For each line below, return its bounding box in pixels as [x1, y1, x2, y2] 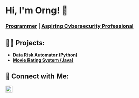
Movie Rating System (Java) [12, 57, 74, 63]
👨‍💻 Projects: [5, 38, 45, 47]
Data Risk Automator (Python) [12, 52, 78, 58]
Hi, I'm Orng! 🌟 [5, 5, 68, 16]
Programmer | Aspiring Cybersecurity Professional [5, 23, 134, 30]
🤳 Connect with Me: [5, 72, 69, 81]
